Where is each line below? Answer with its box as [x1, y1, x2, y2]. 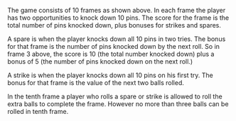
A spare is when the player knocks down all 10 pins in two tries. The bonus [7, 35, 226, 43]
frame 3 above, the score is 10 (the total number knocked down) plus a [7, 50, 215, 58]
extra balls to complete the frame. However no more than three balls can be [7, 100, 229, 108]
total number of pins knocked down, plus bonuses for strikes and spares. [7, 21, 222, 29]
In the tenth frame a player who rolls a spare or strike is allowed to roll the [7, 92, 222, 100]
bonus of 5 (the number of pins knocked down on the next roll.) [7, 57, 193, 66]
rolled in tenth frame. [7, 108, 69, 115]
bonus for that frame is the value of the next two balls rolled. [7, 79, 185, 87]
